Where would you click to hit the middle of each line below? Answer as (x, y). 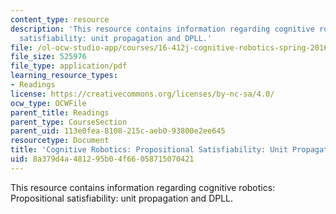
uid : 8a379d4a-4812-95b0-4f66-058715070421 (102, 159)
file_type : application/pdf (69, 66)
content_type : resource (60, 19)
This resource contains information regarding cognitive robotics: (143, 187)
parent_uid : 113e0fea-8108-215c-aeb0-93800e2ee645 (118, 131)
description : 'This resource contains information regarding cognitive (162, 29)
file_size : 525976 (48, 57)
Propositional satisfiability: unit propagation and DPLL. (122, 198)
